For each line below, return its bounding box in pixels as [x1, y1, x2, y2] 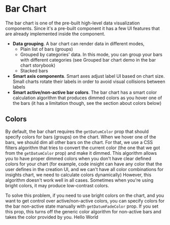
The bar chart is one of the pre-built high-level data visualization [5, 20, 140, 26]
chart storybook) [20, 62, 56, 68]
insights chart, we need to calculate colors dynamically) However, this [5, 172, 152, 178]
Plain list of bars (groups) [20, 46, 74, 52]
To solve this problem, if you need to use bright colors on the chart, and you [5, 192, 164, 199]
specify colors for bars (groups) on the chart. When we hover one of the [5, 133, 156, 140]
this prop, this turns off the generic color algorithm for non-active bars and [5, 208, 161, 214]
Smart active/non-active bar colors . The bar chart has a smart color [12, 89, 157, 95]
